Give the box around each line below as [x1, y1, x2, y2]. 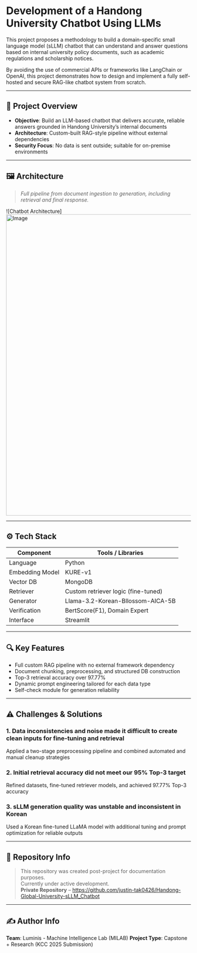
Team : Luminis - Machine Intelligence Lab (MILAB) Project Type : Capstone [6, 935, 188, 942]
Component [17, 549, 52, 557]
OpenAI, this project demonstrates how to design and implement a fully [6, 72, 178, 79]
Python [64, 559, 85, 567]
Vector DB [9, 578, 37, 586]
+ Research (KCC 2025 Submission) [6, 941, 93, 948]
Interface [9, 616, 34, 624]
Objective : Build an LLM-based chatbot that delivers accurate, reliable [14, 116, 185, 124]
